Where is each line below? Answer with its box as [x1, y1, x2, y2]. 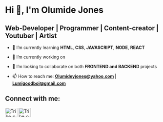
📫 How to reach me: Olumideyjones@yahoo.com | [12, 73, 117, 79]
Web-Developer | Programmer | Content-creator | [5, 24, 159, 32]
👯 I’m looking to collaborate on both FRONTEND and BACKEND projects [12, 64, 157, 69]
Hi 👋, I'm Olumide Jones [5, 4, 104, 16]
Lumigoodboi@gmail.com [12, 80, 66, 86]
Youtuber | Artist [5, 31, 57, 40]
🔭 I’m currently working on [12, 54, 65, 60]
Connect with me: [5, 95, 61, 103]
